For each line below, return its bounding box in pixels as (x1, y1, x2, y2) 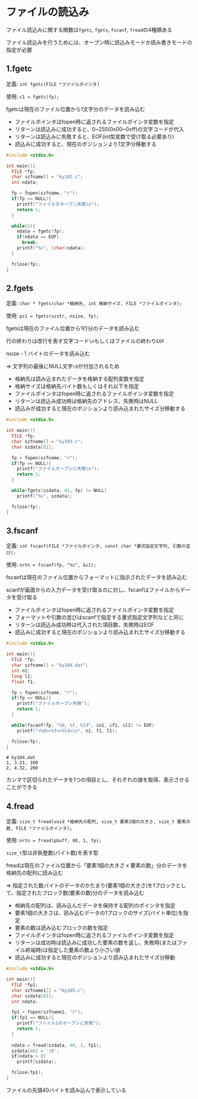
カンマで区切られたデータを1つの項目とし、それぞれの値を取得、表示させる (6, 776, 190, 783)
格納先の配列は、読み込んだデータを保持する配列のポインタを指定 (14, 902, 176, 909)
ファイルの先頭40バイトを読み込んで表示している (6, 1087, 126, 1094)
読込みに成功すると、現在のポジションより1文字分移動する (14, 140, 157, 147)
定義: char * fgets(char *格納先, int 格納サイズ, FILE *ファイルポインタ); (6, 300, 183, 307)
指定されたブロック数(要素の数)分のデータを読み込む (16, 890, 145, 897)
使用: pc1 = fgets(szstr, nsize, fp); (6, 312, 99, 319)
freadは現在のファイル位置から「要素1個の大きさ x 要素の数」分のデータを (6, 862, 188, 869)
